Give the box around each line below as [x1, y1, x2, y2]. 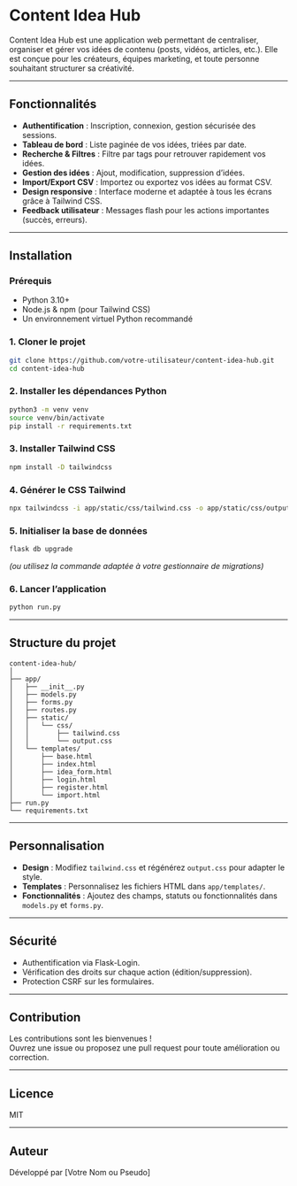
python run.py [9, 603, 62, 612]
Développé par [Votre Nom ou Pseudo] [9, 1167, 151, 1177]
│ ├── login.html [9, 775, 97, 784]
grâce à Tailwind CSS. [21, 196, 103, 206]
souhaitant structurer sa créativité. [9, 63, 134, 73]
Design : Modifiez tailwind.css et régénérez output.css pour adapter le [21, 862, 286, 873]
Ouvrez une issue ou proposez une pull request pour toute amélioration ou [9, 1043, 280, 1053]
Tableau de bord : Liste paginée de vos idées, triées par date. [21, 139, 247, 150]
